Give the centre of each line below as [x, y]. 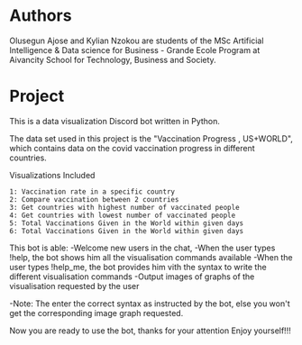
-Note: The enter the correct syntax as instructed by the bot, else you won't [150, 304]
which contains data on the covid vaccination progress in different [132, 148]
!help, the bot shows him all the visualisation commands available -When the [151, 257]
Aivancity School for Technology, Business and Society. [113, 59]
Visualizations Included [52, 175]
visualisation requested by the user [74, 286]
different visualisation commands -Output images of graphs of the [132, 277]
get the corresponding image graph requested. [96, 313]
